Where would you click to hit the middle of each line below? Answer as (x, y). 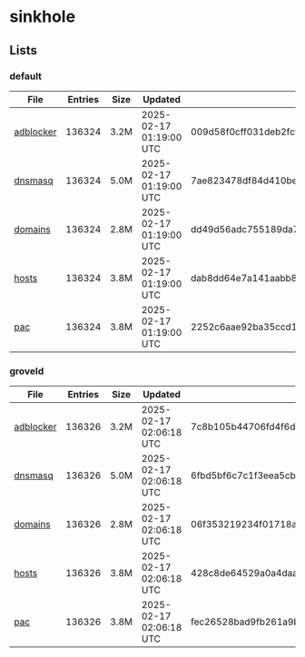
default (26, 76)
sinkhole (42, 17)
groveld (27, 371)
